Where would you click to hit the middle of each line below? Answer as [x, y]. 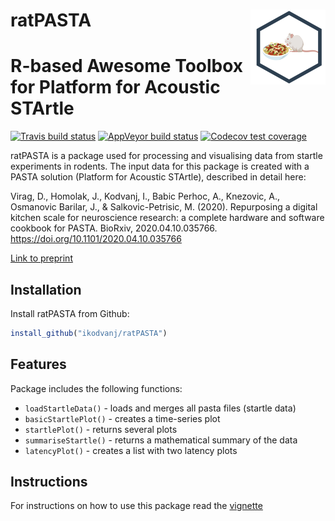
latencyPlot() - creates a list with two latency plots [131, 450]
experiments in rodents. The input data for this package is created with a [160, 166]
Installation [46, 289]
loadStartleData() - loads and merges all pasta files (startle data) [160, 408]
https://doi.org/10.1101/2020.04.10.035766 [96, 239]
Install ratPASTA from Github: [70, 313]
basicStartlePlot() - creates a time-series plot [122, 418]
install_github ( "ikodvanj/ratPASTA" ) [89, 333]
